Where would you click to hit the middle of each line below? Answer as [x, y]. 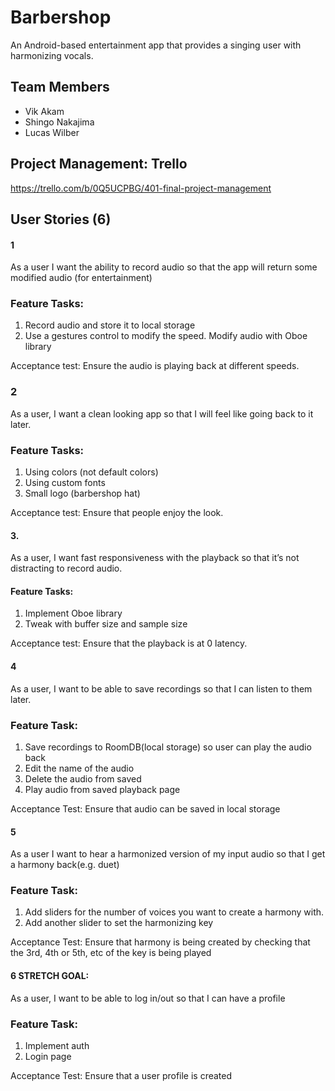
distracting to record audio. [66, 568]
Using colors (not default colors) [91, 472]
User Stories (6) [61, 219]
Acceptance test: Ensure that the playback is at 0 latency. [129, 643]
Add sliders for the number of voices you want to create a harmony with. [174, 912]
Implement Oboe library [73, 613]
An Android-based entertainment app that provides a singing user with [156, 45]
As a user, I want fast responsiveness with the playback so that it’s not [155, 558]
